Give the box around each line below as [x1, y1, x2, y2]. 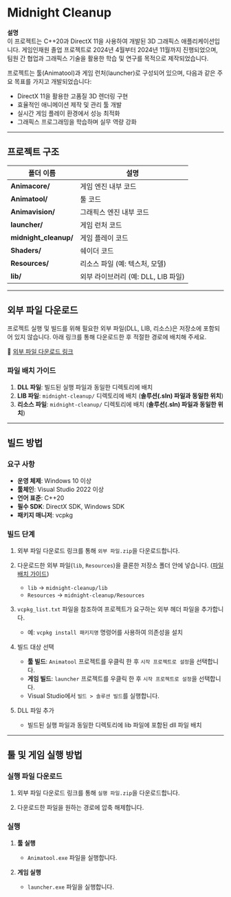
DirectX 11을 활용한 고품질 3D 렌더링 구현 [16, 91, 129, 100]
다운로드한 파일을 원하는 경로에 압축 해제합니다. [16, 803, 144, 811]
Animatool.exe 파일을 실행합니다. [27, 853, 118, 861]
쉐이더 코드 [80, 246, 114, 256]
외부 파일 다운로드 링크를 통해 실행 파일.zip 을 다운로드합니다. [16, 788, 180, 797]
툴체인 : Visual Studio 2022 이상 [16, 485, 104, 493]
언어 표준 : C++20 [16, 493, 65, 502]
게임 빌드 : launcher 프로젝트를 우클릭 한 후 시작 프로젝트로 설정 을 [27, 674, 197, 683]
